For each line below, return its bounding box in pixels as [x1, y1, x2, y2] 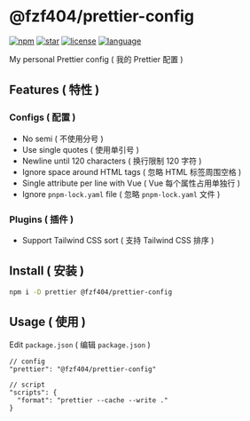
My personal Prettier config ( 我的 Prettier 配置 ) [9, 53, 184, 64]
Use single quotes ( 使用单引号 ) [21, 144, 140, 155]
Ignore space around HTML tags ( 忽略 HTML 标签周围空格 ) [21, 166, 242, 177]
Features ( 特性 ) [9, 83, 100, 98]
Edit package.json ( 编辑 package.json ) [9, 339, 151, 350]
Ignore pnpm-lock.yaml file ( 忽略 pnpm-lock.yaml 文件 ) [21, 188, 221, 199]
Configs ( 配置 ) [9, 111, 76, 123]
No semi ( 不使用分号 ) [21, 133, 104, 144]
